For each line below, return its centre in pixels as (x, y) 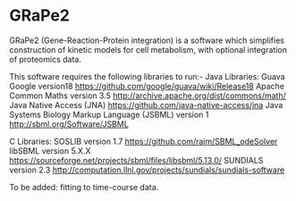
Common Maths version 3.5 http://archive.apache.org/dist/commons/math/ (148, 96)
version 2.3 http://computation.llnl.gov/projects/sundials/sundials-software (147, 170)
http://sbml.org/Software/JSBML (69, 124)
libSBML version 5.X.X (50, 151)
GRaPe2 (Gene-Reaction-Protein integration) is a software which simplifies (147, 40)
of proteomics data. (46, 59)
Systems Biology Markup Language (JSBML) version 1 (109, 114)
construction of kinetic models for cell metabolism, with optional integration (148, 49)
